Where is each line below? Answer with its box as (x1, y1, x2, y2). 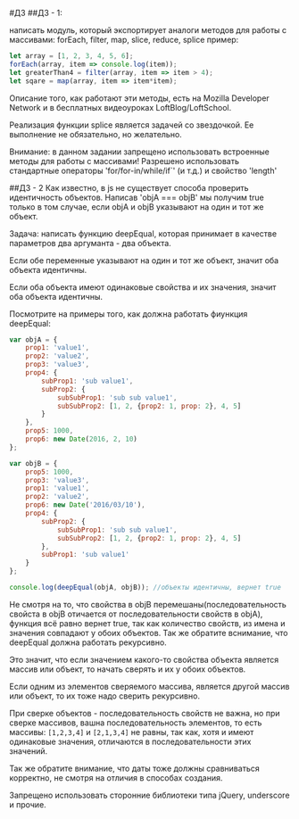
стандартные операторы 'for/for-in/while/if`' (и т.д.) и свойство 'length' (9, 165, 278, 176)
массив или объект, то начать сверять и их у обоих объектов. (9, 664, 246, 674)
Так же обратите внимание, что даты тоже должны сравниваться (9, 763, 261, 773)
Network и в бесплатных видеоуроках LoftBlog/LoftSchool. (9, 102, 232, 112)
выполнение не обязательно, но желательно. (9, 128, 183, 139)
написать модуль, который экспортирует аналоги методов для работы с (9, 25, 287, 35)
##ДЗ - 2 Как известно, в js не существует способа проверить (9, 182, 249, 193)
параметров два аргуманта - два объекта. (9, 237, 171, 248)
